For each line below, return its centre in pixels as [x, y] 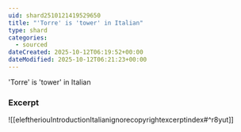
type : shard [28, 30]
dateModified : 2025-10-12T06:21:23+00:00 [78, 60]
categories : [28, 38]
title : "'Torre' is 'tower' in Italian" [76, 23]
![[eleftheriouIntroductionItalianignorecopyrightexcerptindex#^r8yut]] [121, 120]
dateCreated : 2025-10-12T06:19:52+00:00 [76, 52]
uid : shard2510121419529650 [55, 15]
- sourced [31, 45]
